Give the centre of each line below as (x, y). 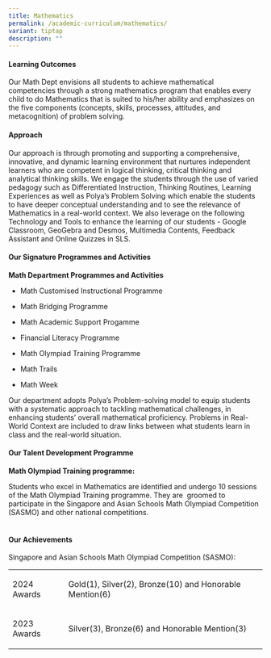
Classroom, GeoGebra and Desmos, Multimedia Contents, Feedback (122, 230)
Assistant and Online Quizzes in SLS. (69, 238)
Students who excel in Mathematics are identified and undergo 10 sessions (133, 487)
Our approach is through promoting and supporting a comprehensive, (124, 153)
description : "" (35, 38)
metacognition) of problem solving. (67, 116)
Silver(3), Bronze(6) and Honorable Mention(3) (158, 629)
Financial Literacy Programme (69, 337)
